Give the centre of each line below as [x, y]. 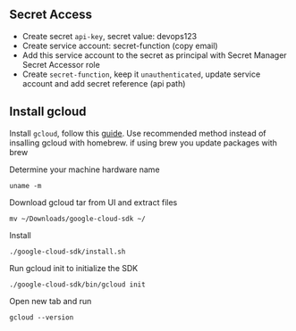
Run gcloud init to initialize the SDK [74, 268]
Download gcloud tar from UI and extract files [93, 202]
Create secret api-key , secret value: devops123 [110, 36]
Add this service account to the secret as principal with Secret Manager [155, 55]
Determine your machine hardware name [85, 170]
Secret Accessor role [61, 64]
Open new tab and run [51, 301]
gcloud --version [42, 317]
